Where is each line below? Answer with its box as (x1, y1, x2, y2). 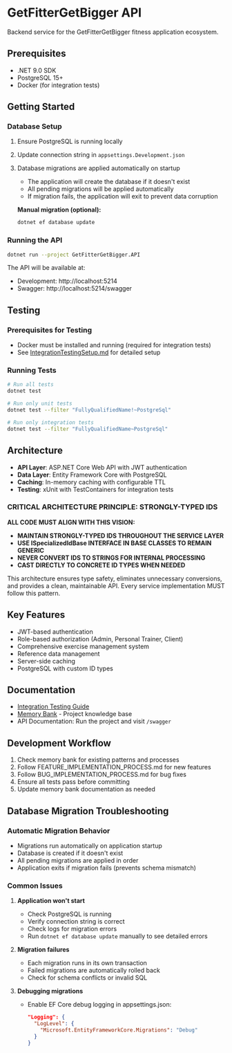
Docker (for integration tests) (17, 81, 100, 89)
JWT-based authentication (17, 628, 93, 636)
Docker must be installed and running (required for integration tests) (17, 341, 212, 349)
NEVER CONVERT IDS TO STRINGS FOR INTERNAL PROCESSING (17, 553, 206, 562)
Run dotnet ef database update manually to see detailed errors (27, 932, 209, 940)
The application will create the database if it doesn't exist (27, 178, 191, 186)
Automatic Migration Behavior (7, 825, 110, 835)
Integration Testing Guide (17, 702, 90, 711)
